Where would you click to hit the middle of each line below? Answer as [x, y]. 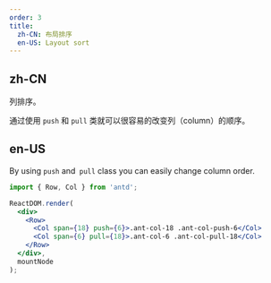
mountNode [35, 262]
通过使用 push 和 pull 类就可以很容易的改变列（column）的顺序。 [130, 121]
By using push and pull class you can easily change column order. [132, 170]
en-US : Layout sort [54, 43]
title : [21, 26]
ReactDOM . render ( [42, 203]
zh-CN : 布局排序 [45, 34]
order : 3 [25, 17]
